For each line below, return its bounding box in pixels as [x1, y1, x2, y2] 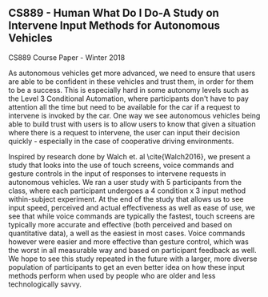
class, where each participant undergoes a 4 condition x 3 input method [8, 186, 246, 195]
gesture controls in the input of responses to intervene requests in [8, 168, 226, 179]
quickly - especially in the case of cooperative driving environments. [8, 136, 234, 146]
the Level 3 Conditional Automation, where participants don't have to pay [8, 94, 250, 103]
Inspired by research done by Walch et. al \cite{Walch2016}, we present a [8, 151, 250, 161]
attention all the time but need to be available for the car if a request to [8, 102, 241, 111]
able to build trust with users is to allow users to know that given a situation [8, 119, 256, 129]
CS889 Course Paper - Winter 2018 [8, 52, 126, 62]
